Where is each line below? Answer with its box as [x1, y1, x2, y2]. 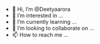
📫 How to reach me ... [12, 32, 68, 38]
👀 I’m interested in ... [12, 12, 64, 19]
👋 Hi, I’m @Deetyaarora [12, 6, 71, 12]
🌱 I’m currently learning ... [12, 18, 77, 25]
